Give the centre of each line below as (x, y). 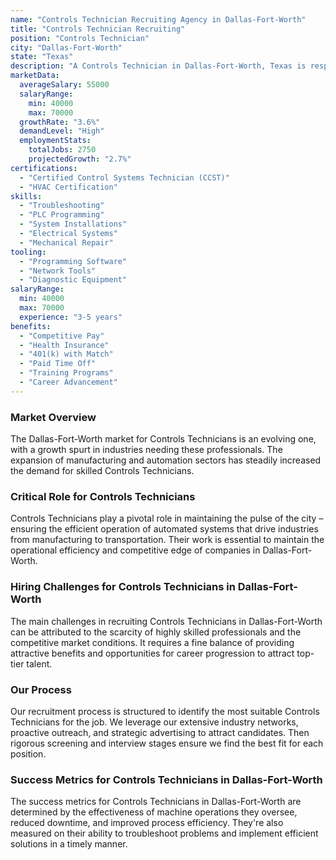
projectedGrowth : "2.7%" (80, 159)
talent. (39, 663)
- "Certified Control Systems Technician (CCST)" (124, 177)
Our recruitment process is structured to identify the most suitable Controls (165, 711)
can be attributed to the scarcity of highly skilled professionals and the (156, 632)
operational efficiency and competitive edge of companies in (135, 550)
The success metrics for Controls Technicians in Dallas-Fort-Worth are (156, 802)
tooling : (28, 252)
